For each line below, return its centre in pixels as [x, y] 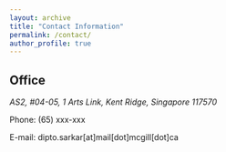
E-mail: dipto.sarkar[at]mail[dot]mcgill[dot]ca [94, 137]
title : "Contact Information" [67, 26]
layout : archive [40, 18]
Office [27, 80]
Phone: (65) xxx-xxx [47, 120]
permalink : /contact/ [51, 35]
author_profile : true [51, 43]
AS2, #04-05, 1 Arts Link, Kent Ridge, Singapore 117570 [113, 102]
